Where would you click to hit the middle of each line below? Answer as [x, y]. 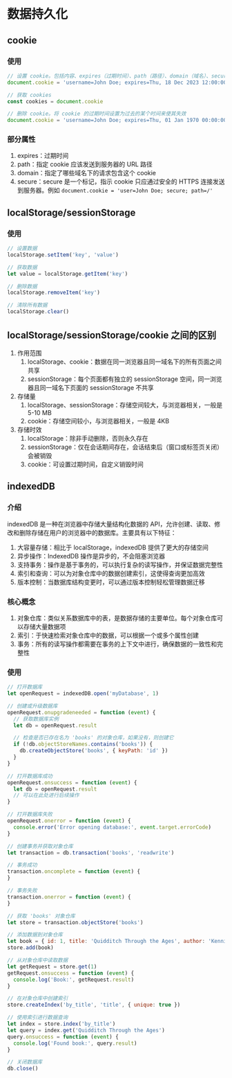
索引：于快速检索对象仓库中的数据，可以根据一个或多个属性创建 [108, 635]
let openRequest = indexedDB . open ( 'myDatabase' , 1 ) [83, 693]
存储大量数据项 [45, 626]
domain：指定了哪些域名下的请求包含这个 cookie [87, 173]
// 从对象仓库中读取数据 [38, 960]
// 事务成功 [22, 865]
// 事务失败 [22, 891]
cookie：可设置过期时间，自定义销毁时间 [85, 464]
